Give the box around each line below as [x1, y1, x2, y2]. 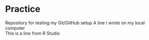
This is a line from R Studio [5, 30, 60, 36]
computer [5, 25, 25, 31]
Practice [5, 3, 41, 15]
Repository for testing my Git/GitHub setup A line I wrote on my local [5, 20, 145, 26]
